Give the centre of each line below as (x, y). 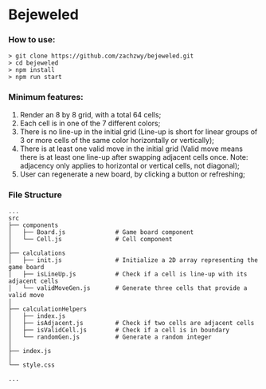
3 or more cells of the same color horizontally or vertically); (117, 140)
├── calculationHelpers (48, 309)
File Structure (35, 195)
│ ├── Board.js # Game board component (101, 232)
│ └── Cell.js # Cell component (90, 240)
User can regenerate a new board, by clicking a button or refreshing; (132, 174)
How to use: (32, 40)
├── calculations (37, 253)
